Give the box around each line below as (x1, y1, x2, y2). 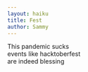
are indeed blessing (7, 57, 65, 66)
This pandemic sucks (7, 43, 69, 51)
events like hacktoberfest (7, 50, 81, 58)
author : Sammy (7, 23, 49, 30)
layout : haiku (7, 10, 49, 17)
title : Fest (7, 17, 42, 24)
